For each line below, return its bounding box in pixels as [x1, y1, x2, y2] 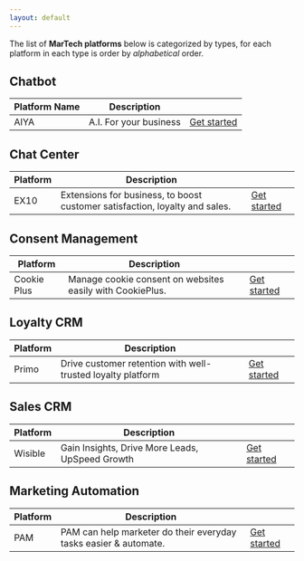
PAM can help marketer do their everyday [60, 526, 237, 538]
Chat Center [9, 147, 80, 162]
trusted [60, 368, 91, 381]
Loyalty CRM [9, 315, 83, 330]
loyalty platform [93, 368, 160, 381]
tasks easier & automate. [60, 537, 166, 549]
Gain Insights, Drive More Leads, [60, 441, 199, 453]
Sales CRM [9, 399, 72, 414]
